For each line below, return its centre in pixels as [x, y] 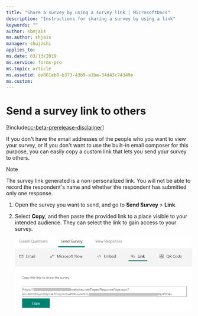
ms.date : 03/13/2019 [32, 56]
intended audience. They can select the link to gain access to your [95, 223]
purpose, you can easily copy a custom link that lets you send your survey [97, 151]
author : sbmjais [26, 31]
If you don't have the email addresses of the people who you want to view [96, 139]
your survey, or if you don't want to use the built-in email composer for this [97, 146]
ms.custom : [20, 81]
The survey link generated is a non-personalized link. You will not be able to [98, 181]
